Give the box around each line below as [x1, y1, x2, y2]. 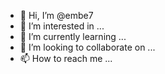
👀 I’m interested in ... [19, 20, 105, 32]
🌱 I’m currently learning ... [19, 31, 127, 42]
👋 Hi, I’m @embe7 [19, 10, 94, 21]
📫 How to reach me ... [19, 53, 113, 64]
